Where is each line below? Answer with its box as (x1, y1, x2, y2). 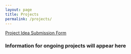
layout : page (5, 7, 32, 12)
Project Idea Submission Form (5, 30, 66, 36)
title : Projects (5, 12, 39, 17)
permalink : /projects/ (5, 16, 52, 21)
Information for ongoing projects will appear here (5, 43, 127, 50)
